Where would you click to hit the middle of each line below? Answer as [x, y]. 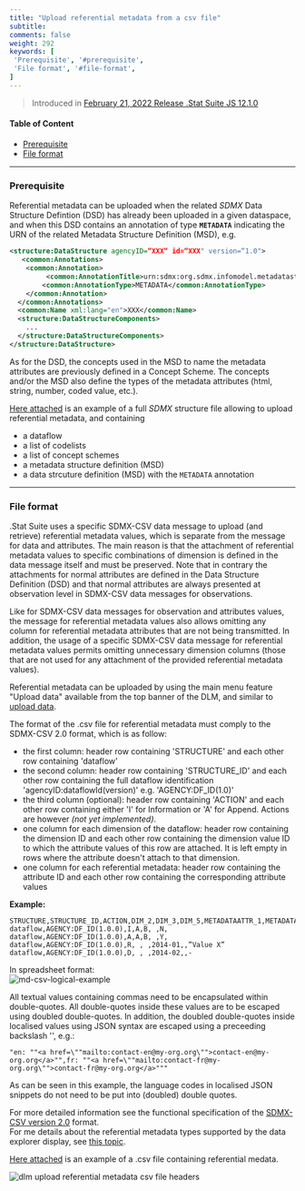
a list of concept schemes [71, 455]
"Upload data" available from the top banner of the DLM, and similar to [142, 697]
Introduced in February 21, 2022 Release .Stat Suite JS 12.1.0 [145, 103]
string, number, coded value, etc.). [74, 390]
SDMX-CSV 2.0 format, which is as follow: [89, 734]
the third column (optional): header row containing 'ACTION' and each [153, 800]
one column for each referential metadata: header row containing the [152, 868]
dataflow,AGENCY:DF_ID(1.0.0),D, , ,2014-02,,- [101, 953]
